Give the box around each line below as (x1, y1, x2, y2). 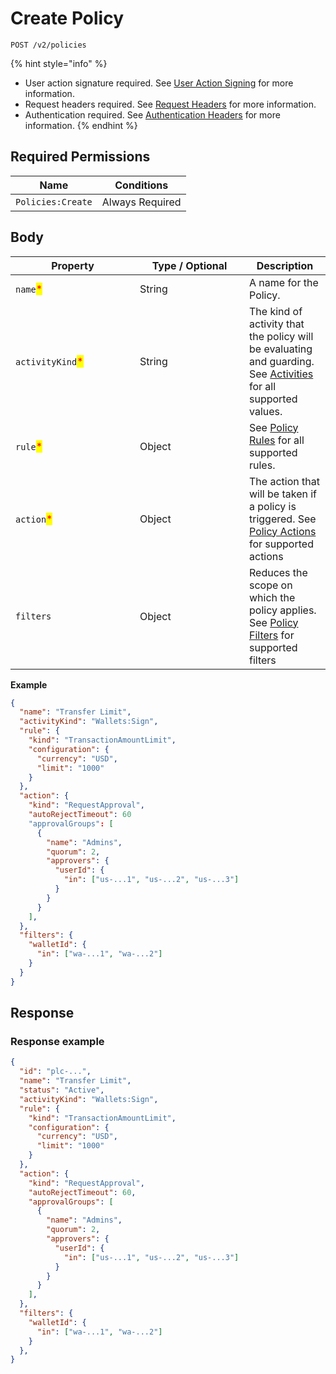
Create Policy (10, 7, 125, 30)
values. (249, 404, 283, 418)
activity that (249, 317, 305, 331)
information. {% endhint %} (24, 119, 138, 131)
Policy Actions (249, 524, 317, 538)
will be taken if (249, 487, 318, 501)
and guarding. (249, 354, 315, 368)
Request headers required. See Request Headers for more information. (24, 98, 317, 110)
